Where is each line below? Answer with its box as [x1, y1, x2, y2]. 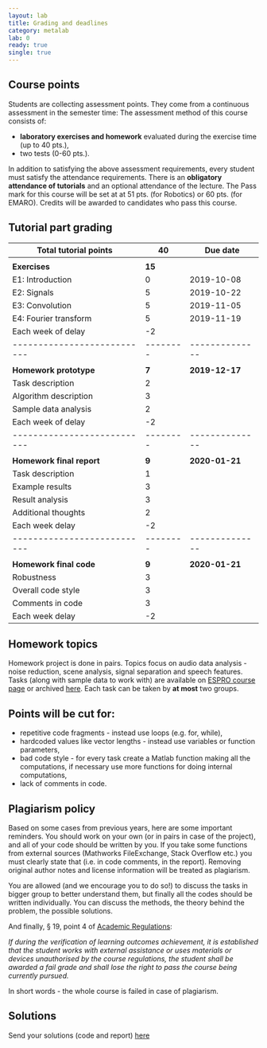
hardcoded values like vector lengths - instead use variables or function [19, 737, 256, 746]
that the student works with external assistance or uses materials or [8, 945, 232, 956]
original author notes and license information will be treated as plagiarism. [8, 866, 250, 875]
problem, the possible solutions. [8, 906, 114, 916]
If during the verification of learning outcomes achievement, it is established [8, 937, 259, 947]
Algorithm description [12, 390, 94, 401]
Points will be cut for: [8, 706, 115, 721]
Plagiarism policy [8, 802, 95, 815]
